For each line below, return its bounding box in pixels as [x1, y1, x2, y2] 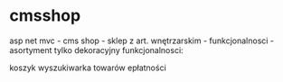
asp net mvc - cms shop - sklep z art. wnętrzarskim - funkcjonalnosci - [9, 35, 274, 46]
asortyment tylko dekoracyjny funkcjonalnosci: [9, 44, 184, 55]
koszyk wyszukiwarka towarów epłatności [9, 62, 167, 73]
